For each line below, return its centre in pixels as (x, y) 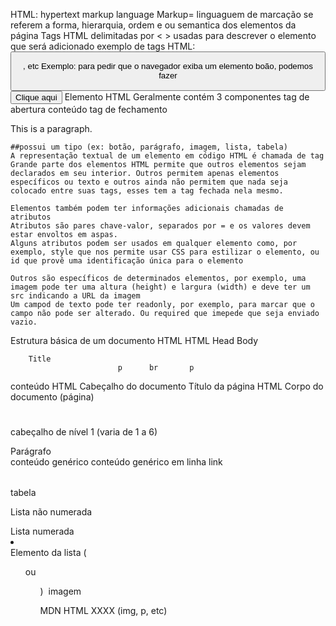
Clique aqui (36, 97)
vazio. (24, 322)
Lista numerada (42, 531)
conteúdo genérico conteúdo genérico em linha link (116, 461)
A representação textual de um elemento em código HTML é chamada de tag (167, 155)
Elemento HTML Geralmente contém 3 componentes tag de (187, 96)
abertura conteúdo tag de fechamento (89, 109)
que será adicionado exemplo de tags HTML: (103, 46)
